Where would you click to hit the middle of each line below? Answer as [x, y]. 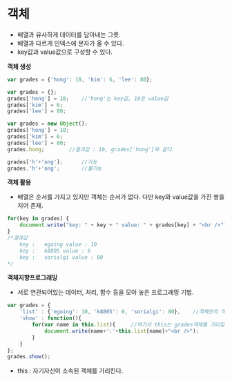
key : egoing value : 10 [58, 244]
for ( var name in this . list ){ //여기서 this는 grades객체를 [120, 325]
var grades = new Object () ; [48, 124]
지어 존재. [30, 206]
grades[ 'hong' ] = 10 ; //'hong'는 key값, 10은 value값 [88, 98]
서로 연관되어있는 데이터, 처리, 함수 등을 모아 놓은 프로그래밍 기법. [105, 292]
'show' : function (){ [50, 318]
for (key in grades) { [38, 219]
